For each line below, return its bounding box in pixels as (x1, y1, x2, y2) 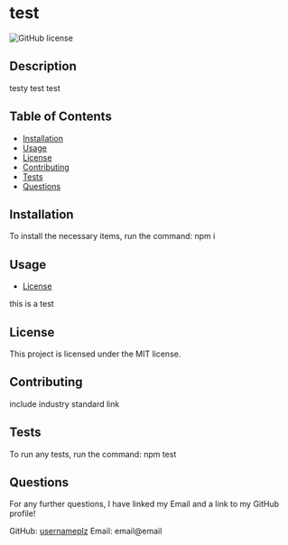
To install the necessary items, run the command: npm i (9, 231, 216, 242)
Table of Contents (9, 109, 113, 125)
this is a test (9, 299, 54, 309)
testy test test (9, 82, 60, 93)
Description (9, 59, 77, 74)
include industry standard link (9, 398, 120, 409)
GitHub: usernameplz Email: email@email (9, 526, 163, 537)
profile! (9, 508, 36, 519)
